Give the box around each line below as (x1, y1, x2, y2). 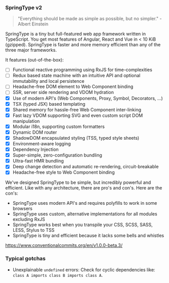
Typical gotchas (5, 255, 46, 262)
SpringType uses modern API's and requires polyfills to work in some (12, 200, 157, 206)
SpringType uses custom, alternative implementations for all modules (12, 211, 157, 217)
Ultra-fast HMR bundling (12, 158, 64, 164)
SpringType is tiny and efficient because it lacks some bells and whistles (12, 233, 164, 239)
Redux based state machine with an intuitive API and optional (12, 73, 141, 79)
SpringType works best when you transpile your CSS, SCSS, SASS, (12, 222, 153, 228)
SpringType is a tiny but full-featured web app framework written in (5, 31, 146, 37)
